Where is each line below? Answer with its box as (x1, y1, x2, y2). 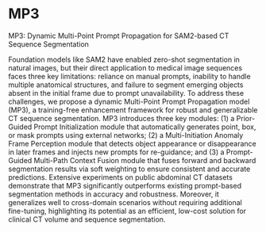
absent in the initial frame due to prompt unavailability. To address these (8, 88, 245, 97)
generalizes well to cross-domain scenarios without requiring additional (8, 197, 242, 207)
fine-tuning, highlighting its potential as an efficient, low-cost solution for (8, 206, 247, 215)
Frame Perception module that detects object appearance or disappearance (8, 139, 256, 148)
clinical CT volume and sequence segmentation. (8, 215, 166, 224)
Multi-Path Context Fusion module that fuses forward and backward (33, 155, 256, 165)
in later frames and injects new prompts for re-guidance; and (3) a (8, 147, 225, 157)
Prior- (236, 113, 256, 123)
